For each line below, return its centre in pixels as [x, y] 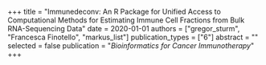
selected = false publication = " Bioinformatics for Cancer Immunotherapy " [131, 46]
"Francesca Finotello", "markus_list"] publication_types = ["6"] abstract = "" [133, 37]
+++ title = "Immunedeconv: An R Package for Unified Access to [115, 12]
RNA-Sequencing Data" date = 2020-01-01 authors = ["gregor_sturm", [124, 28]
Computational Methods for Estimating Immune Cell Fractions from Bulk [126, 20]
